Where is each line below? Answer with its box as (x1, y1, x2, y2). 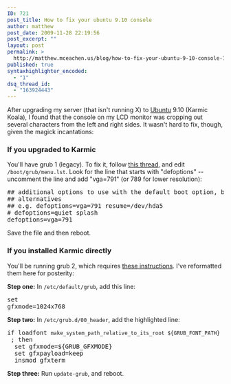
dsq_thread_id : (7, 81, 51, 87)
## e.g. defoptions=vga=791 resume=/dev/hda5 (7, 202, 164, 210)
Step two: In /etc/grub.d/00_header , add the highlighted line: (7, 315, 180, 323)
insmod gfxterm (14, 356, 65, 364)
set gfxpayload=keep (14, 349, 84, 357)
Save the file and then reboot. (7, 228, 91, 237)
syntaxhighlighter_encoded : (7, 67, 88, 74)
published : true (7, 61, 54, 68)
